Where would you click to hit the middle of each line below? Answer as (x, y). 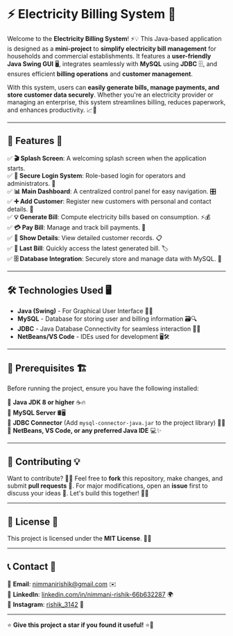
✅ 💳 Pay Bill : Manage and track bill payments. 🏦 (77, 227)
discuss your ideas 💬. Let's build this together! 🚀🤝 (78, 493)
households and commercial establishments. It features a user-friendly (109, 56)
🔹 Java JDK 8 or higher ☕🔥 (46, 402)
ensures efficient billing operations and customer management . (100, 74)
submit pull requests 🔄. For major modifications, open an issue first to (107, 486)
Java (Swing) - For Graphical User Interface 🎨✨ (85, 310)
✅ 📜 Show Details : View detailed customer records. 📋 (85, 237)
